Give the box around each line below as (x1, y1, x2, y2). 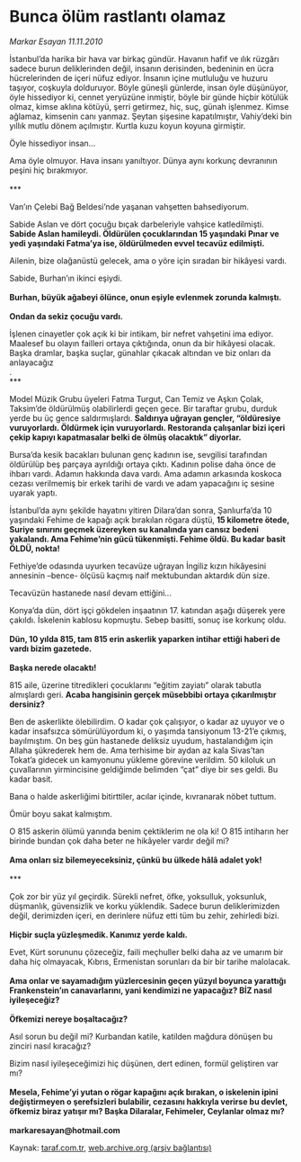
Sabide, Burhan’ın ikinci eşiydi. (9, 273, 123, 283)
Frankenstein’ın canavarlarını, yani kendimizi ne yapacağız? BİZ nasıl (9, 985, 272, 996)
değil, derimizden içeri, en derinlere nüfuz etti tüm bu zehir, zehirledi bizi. (9, 910, 280, 921)
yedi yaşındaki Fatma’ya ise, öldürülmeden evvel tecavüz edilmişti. (9, 237, 265, 248)
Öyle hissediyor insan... (9, 138, 96, 148)
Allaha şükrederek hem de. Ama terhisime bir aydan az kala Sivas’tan (9, 745, 265, 755)
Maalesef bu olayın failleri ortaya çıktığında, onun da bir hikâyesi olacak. (9, 337, 276, 348)
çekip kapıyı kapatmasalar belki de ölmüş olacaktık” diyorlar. (9, 432, 242, 442)
